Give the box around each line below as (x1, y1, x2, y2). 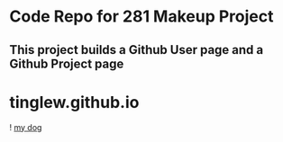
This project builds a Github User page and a (9, 42, 264, 58)
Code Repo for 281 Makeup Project (9, 6, 274, 27)
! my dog (9, 121, 42, 132)
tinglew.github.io (9, 92, 140, 112)
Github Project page (9, 56, 124, 71)
